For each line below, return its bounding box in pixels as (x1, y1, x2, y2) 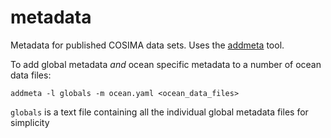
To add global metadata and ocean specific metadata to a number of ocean (10, 58, 322, 70)
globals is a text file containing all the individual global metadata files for (10, 106, 309, 118)
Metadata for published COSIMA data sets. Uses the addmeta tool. (10, 39, 285, 51)
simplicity (10, 116, 50, 128)
